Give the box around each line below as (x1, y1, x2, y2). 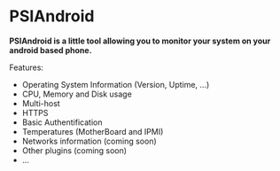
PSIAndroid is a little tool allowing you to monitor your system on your (9, 35, 271, 46)
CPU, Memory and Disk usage (21, 89, 133, 99)
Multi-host (21, 97, 60, 108)
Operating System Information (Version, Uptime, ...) (21, 79, 210, 89)
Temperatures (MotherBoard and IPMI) (21, 126, 164, 136)
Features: (9, 62, 44, 73)
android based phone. (9, 44, 92, 55)
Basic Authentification (21, 117, 103, 128)
